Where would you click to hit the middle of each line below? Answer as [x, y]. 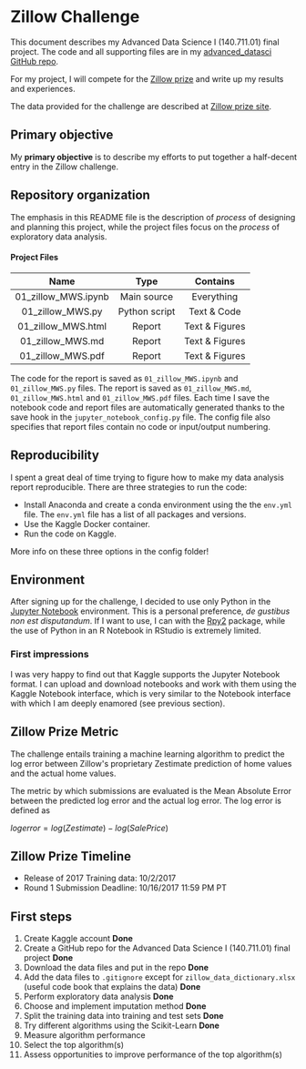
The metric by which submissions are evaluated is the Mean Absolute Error [151, 790]
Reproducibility [55, 456]
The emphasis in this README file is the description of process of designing [153, 217]
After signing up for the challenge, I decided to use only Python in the [141, 602]
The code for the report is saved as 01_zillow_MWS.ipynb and [124, 378]
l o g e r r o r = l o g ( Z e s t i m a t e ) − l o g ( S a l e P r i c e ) [90, 828]
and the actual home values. [63, 773]
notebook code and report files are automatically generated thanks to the [148, 407]
